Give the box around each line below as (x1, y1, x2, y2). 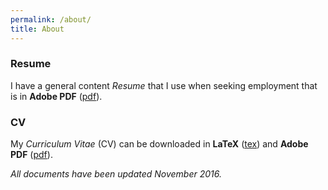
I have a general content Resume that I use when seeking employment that (10, 79, 318, 91)
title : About (10, 24, 65, 34)
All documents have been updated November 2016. (10, 168, 222, 180)
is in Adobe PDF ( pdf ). (10, 90, 103, 102)
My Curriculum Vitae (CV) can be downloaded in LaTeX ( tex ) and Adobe (10, 138, 309, 150)
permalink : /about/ (10, 14, 92, 25)
